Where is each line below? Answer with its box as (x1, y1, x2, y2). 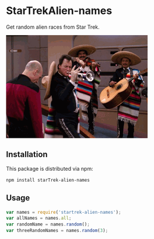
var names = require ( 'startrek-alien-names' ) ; (6, 209, 121, 215)
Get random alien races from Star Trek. (6, 23, 100, 30)
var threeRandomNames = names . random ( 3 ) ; (6, 228, 108, 234)
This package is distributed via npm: (6, 165, 93, 172)
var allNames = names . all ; (6, 215, 72, 221)
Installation (6, 150, 48, 160)
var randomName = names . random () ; (6, 221, 90, 227)
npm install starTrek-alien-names (6, 177, 90, 183)
